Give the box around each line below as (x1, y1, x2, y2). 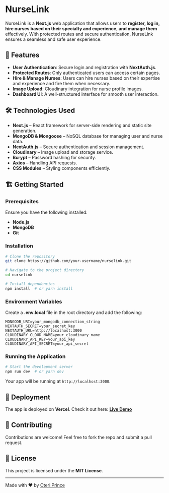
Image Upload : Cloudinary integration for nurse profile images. (12, 86, 143, 92)
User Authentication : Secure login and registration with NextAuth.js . (12, 64, 157, 70)
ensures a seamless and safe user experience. (5, 36, 102, 42)
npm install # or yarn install (5, 286, 73, 291)
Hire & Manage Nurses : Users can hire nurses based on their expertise (12, 75, 160, 81)
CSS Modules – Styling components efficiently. (12, 165, 111, 171)
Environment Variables (5, 298, 62, 305)
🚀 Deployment (5, 393, 50, 401)
